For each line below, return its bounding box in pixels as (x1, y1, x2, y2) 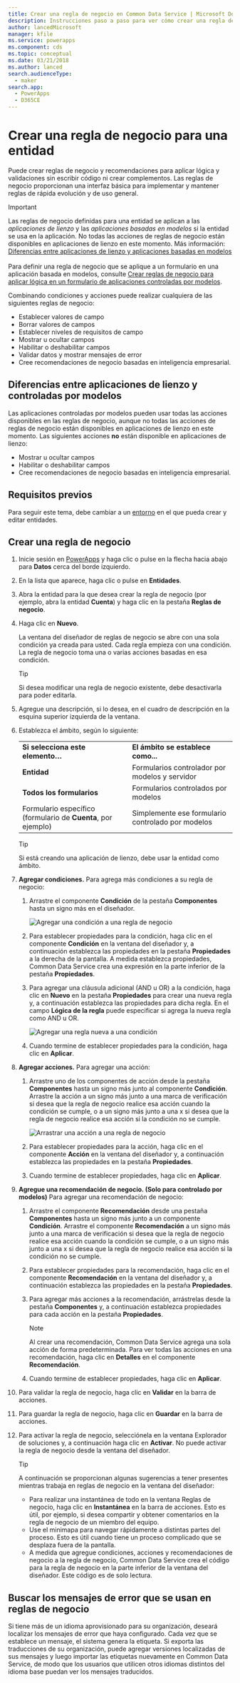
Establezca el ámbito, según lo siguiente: (18, 726, 139, 735)
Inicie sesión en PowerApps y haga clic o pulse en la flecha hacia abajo (18, 555, 228, 564)
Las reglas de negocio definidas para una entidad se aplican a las (8, 216, 200, 225)
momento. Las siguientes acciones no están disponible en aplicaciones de (8, 431, 226, 440)
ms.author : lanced (8, 64, 63, 71)
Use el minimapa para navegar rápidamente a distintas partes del (28, 1525, 221, 1535)
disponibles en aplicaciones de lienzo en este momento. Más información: (8, 239, 226, 248)
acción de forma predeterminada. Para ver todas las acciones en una (28, 1345, 232, 1354)
